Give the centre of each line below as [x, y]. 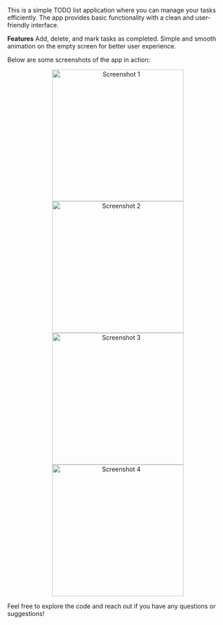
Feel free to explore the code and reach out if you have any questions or [111, 606]
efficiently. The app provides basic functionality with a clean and [101, 18]
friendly [19, 25]
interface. [45, 25]
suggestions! [26, 613]
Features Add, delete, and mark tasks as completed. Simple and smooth [111, 39]
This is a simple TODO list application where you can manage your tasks [111, 10]
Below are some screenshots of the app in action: [79, 60]
